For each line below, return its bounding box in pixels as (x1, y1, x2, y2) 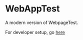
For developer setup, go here (5, 29, 65, 35)
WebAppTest (5, 3, 60, 14)
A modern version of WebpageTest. (5, 19, 78, 25)
